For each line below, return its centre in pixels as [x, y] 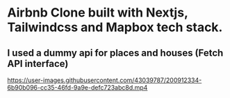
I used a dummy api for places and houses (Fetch [115, 53]
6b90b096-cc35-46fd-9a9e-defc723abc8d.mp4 [77, 87]
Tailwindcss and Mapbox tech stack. [115, 27]
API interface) [38, 63]
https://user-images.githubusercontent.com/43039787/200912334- [105, 80]
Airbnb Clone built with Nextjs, [98, 13]
